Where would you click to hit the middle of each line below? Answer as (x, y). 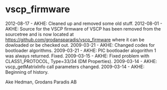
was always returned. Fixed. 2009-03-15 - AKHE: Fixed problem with (77, 56)
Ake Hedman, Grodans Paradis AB (41, 82)
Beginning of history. (27, 72)
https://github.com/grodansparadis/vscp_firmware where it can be (75, 40)
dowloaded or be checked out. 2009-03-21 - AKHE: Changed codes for (80, 45)
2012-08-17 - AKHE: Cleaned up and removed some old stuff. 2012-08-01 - (84, 23)
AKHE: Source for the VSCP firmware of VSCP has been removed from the (83, 28)
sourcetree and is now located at (40, 34)
